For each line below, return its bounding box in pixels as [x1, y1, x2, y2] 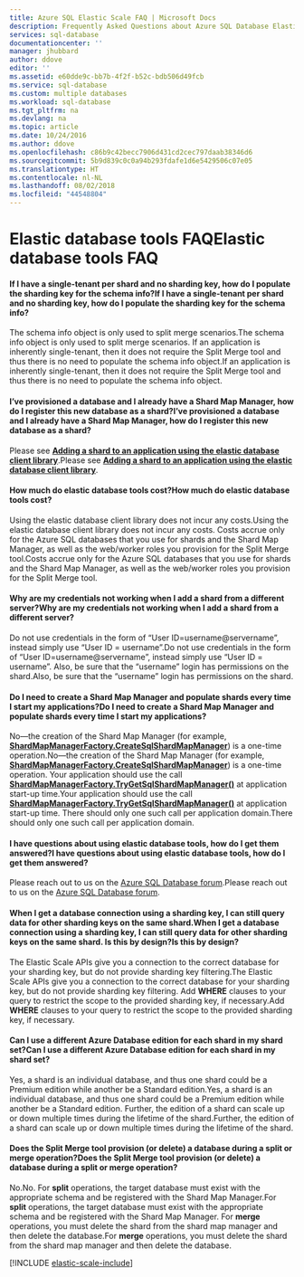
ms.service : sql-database [9, 80, 107, 90]
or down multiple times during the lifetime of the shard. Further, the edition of [9, 1112, 295, 1123]
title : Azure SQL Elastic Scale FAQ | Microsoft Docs [9, 13, 217, 23]
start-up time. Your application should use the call [9, 789, 193, 799]
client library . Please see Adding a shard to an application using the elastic [9, 454, 292, 466]
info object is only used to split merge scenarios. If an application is [9, 336, 261, 348]
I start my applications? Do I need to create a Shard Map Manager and [9, 701, 274, 712]
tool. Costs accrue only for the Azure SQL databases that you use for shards [9, 553, 291, 563]
